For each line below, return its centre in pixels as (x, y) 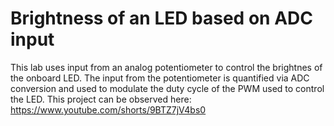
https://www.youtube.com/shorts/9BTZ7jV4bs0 (108, 109)
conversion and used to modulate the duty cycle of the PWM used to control (167, 88)
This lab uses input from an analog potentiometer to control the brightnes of (166, 67)
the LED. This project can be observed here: (101, 99)
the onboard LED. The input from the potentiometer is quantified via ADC (160, 78)
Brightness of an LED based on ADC (161, 18)
